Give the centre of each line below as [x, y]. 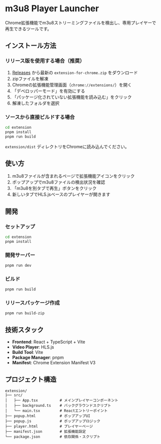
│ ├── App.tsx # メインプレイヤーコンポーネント [62, 400]
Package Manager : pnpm [38, 357]
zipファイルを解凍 [30, 78]
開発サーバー [20, 255]
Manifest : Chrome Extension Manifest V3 [54, 363]
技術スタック [24, 330]
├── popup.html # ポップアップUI [48, 416]
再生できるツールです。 [29, 29]
